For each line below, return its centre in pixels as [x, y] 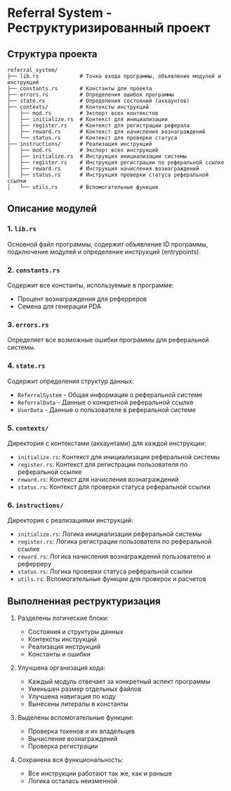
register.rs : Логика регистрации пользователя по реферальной [114, 542]
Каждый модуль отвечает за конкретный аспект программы [119, 681]
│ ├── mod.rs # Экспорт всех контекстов [83, 113]
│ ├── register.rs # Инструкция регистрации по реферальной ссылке [116, 163]
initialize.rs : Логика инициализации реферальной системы [110, 534]
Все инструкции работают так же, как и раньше [100, 773]
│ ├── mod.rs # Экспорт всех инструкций [83, 150]
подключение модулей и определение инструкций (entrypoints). [104, 251]
